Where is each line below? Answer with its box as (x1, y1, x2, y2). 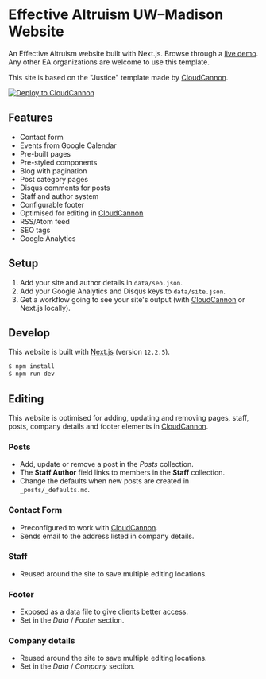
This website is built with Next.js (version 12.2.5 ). (8, 347, 171, 357)
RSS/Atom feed (19, 216, 70, 226)
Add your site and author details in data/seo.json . (19, 277, 183, 287)
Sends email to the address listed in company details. (19, 531, 195, 541)
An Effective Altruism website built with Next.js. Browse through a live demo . (8, 48, 259, 58)
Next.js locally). (19, 303, 71, 312)
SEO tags (19, 225, 51, 235)
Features (8, 111, 53, 125)
